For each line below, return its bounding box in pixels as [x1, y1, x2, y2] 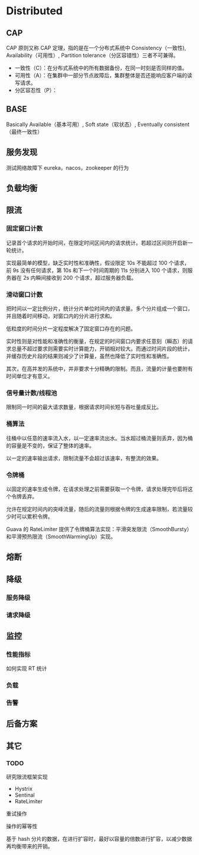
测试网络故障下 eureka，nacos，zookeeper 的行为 [6, 164, 129, 171]
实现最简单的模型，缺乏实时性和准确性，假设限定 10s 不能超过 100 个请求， [6, 259, 190, 266]
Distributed [6, 4, 63, 18]
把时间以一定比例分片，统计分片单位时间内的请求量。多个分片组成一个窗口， [6, 305, 193, 312]
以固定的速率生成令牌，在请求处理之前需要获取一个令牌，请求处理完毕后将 [6, 485, 188, 493]
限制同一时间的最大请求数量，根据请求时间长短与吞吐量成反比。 [6, 403, 162, 411]
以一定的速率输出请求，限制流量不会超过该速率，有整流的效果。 [6, 455, 162, 462]
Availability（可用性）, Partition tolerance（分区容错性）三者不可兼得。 [6, 52, 179, 59]
